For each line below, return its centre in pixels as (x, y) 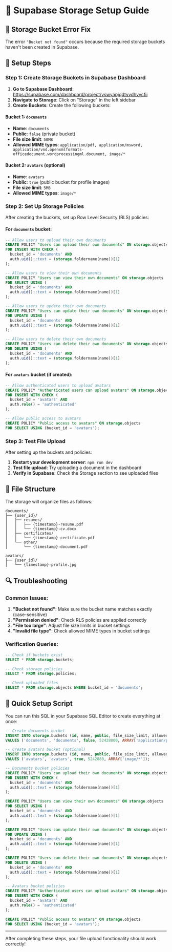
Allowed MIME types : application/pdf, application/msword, (78, 144)
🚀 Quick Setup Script (39, 704)
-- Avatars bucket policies (35, 886)
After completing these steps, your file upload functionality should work (81, 939)
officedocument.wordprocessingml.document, (60, 154)
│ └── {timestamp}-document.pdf (47, 547)
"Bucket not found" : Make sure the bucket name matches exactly (82, 609)
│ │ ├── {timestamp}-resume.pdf (44, 524)
